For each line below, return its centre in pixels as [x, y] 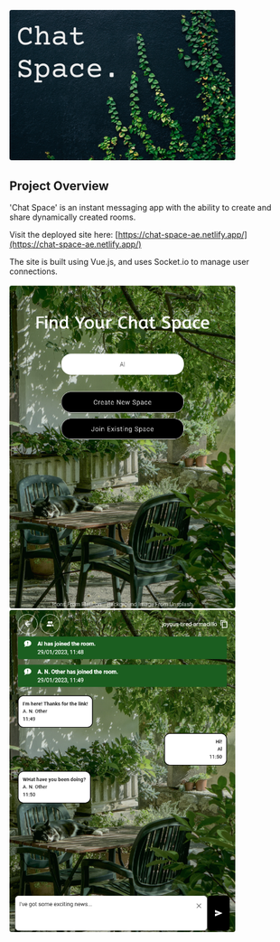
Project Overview [59, 186]
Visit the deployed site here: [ [64, 235]
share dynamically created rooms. [73, 217]
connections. [34, 271]
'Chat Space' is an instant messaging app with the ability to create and [140, 208]
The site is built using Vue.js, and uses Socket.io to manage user [130, 262]
